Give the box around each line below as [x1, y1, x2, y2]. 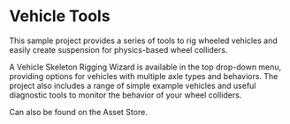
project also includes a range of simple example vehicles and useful [9, 80, 256, 91]
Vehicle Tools [9, 6, 111, 26]
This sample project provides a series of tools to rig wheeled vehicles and [9, 35, 279, 46]
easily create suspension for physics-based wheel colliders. [9, 44, 228, 55]
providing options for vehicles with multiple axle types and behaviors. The [9, 70, 279, 81]
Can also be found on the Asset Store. [9, 106, 148, 117]
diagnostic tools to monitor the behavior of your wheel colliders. [9, 90, 242, 100]
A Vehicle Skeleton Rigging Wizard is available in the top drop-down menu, [9, 62, 282, 72]
